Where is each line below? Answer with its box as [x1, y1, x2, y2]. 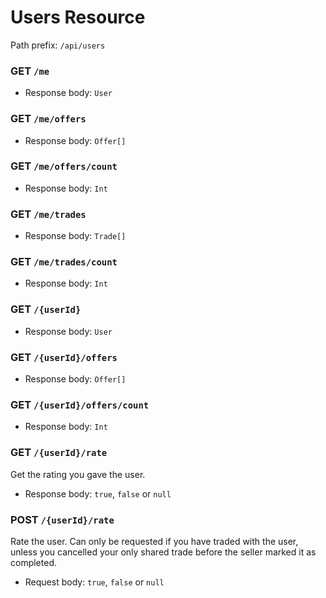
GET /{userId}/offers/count [10, 397, 150, 411]
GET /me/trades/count [10, 255, 118, 269]
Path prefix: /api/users [10, 39, 106, 51]
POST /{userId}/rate [10, 512, 115, 526]
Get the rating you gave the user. [10, 468, 146, 480]
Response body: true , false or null [24, 487, 172, 500]
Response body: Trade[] [24, 230, 127, 242]
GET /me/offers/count [10, 159, 118, 173]
